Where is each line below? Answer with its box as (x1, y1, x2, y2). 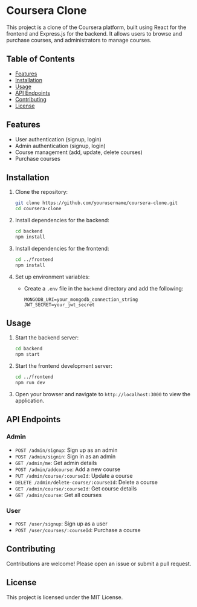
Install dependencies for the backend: (15, 217, 110, 224)
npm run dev (15, 380, 45, 386)
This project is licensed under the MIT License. (6, 593, 123, 601)
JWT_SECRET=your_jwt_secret (24, 301, 95, 308)
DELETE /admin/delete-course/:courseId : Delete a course (15, 478, 158, 486)
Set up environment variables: (15, 273, 90, 280)
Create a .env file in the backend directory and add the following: (24, 284, 184, 292)
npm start (15, 352, 40, 358)
